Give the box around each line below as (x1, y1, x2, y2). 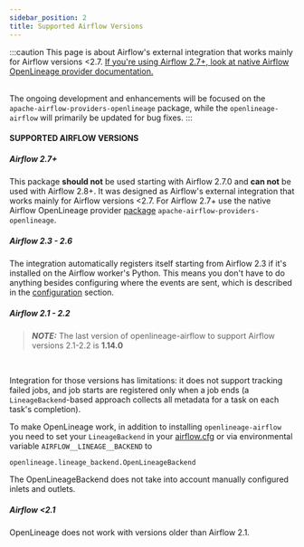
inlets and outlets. (9, 484, 76, 494)
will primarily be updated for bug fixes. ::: (40, 112, 193, 123)
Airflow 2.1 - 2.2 (9, 307, 71, 318)
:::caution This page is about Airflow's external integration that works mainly (9, 46, 294, 57)
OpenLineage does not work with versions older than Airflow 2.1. (9, 526, 251, 538)
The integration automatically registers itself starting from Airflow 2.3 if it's (9, 259, 287, 269)
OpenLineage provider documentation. (9, 65, 154, 77)
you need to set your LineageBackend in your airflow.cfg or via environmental (9, 431, 293, 441)
